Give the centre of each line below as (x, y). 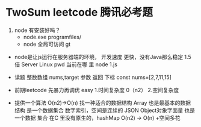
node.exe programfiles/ (52, 37)
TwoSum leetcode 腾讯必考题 (79, 12)
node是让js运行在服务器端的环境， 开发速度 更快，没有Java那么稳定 (99, 57)
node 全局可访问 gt (47, 44)
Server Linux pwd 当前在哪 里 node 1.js (70, 64)
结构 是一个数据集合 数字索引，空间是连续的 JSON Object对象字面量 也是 (105, 110)
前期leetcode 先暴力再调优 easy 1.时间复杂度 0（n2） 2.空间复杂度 (97, 90)
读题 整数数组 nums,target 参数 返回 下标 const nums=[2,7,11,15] (93, 77)
